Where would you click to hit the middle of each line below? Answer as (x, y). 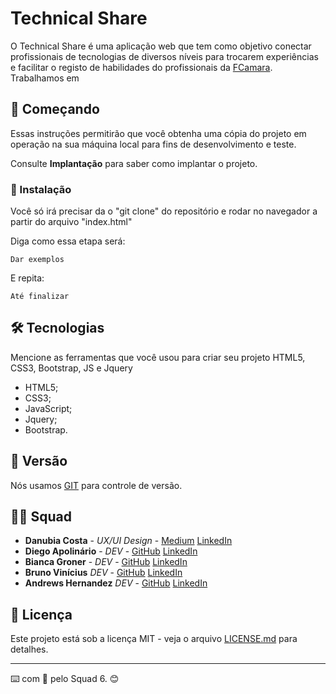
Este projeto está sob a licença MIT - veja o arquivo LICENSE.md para (154, 639)
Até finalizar (40, 297)
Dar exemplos (37, 260)
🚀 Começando (55, 109)
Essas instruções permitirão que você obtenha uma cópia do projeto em (158, 133)
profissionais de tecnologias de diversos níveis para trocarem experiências (164, 56)
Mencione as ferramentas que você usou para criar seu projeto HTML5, (158, 357)
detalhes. (29, 649)
